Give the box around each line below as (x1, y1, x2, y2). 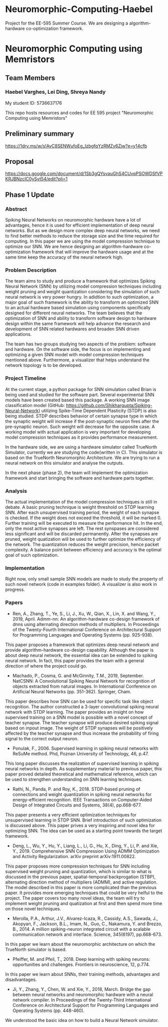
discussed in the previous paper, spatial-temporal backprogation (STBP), (5, 874, 156, 880)
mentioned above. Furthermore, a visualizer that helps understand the (5, 357, 149, 363)
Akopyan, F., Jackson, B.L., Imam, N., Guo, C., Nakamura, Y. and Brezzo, (12, 921, 162, 927)
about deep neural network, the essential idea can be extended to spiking (5, 652, 157, 658)
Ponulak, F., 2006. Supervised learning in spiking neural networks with (12, 745, 159, 751)
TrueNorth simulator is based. (5, 946, 67, 952)
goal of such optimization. (5, 552, 59, 558)
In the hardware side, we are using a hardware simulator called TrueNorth (5, 444, 157, 450)
